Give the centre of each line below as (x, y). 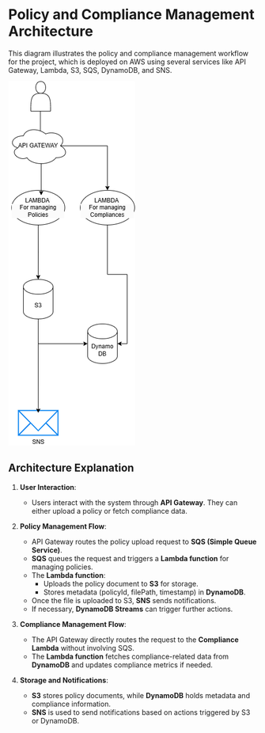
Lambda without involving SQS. (83, 648)
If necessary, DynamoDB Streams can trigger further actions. (132, 609)
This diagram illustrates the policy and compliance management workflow (129, 53)
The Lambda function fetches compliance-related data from (130, 656)
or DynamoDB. (55, 720)
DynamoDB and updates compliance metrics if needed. (122, 665)
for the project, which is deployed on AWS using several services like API (127, 62)
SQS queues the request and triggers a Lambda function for (130, 558)
